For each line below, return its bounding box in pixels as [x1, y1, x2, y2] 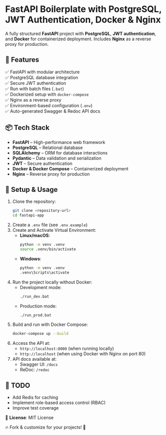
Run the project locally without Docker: [12, 279, 92, 285]
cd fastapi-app [12, 213, 44, 218]
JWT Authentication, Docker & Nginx [5, 14, 161, 25]
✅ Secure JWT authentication [5, 80, 66, 86]
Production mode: [19, 303, 57, 309]
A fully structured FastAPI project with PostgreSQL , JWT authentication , [5, 30, 156, 36]
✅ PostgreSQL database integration [5, 74, 78, 80]
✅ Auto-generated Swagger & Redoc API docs [5, 108, 101, 114]
